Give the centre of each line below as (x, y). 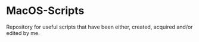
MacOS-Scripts (45, 11)
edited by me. (23, 33)
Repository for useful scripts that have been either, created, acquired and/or (99, 27)
